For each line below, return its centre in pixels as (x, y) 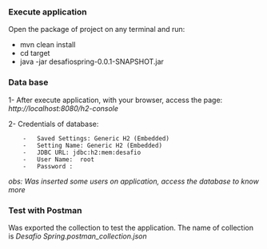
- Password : (48, 166)
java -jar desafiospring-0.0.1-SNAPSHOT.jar (92, 61)
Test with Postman (45, 210)
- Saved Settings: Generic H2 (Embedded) (96, 138)
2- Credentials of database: (54, 124)
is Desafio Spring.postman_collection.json (78, 236)
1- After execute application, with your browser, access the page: (116, 100)
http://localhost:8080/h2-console (63, 108)
